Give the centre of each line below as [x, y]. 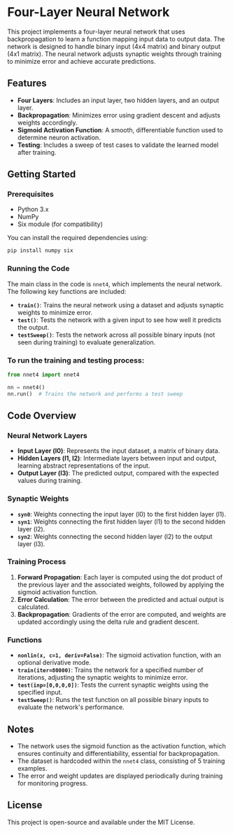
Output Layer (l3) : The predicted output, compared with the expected [118, 473]
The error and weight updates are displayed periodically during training [120, 776]
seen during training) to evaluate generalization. [86, 342]
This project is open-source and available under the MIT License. [101, 822]
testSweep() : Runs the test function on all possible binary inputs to [113, 700]
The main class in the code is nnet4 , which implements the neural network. [115, 283]
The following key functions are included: [67, 291]
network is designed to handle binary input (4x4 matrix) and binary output [114, 46]
